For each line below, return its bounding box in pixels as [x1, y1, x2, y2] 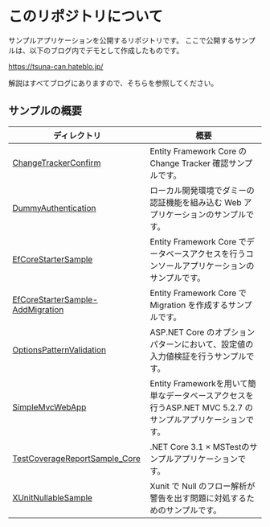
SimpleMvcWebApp [12, 401, 87, 413]
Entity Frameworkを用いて [149, 377, 248, 389]
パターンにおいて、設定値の [149, 339, 254, 350]
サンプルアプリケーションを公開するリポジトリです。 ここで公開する [8, 35, 235, 45]
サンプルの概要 [8, 104, 83, 117]
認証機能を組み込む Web [149, 196, 243, 208]
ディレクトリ [53, 130, 102, 141]
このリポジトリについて [8, 7, 163, 26]
